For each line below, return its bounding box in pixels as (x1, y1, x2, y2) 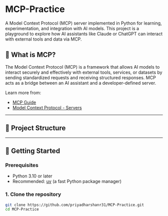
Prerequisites (5, 161, 38, 168)
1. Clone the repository (5, 191, 61, 198)
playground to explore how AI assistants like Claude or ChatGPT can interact (5, 31, 162, 37)
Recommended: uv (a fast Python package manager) (12, 178, 121, 184)
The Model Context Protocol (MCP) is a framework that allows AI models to (5, 64, 160, 70)
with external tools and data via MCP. (5, 36, 82, 42)
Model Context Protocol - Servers (12, 104, 82, 111)
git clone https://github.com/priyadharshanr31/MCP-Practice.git (5, 202, 144, 207)
